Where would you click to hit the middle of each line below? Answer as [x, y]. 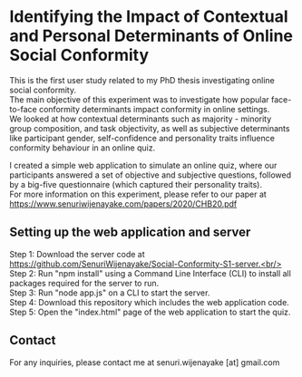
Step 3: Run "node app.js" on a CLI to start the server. [110, 293]
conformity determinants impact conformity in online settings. [155, 109]
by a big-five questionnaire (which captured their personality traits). [136, 184]
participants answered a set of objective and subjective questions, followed [151, 175]
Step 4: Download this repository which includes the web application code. [150, 302]
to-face [24, 109]
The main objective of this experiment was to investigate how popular [139, 99]
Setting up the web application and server [130, 232]
